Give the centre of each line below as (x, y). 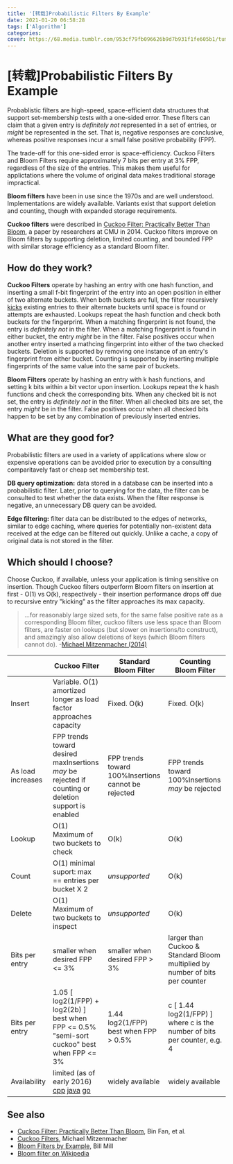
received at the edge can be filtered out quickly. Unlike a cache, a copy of (113, 533)
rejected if (69, 780)
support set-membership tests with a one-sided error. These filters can (109, 118)
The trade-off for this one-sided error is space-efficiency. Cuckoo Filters (111, 153)
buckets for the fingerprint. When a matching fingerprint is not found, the (112, 322)
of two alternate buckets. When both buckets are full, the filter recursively (113, 300)
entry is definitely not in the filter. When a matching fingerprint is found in (112, 329)
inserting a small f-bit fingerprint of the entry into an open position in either (114, 292)
